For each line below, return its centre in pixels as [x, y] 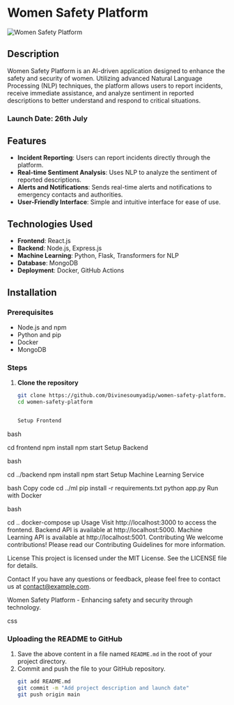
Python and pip [39, 334]
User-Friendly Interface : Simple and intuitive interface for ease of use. [119, 202]
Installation [32, 292]
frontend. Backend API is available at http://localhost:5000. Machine [105, 529]
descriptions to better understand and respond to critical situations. [104, 100]
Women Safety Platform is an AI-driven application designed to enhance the [116, 70]
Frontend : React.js [44, 241]
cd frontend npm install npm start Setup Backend [78, 447]
